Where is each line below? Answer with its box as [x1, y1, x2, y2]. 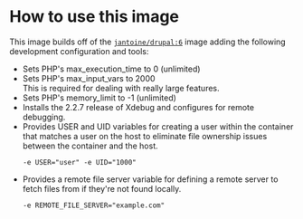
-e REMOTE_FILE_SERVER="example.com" [22, 201, 166, 210]
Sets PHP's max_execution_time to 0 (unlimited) [22, 63, 201, 74]
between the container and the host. [22, 140, 158, 151]
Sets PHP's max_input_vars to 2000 [22, 72, 156, 83]
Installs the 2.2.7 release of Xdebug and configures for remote [22, 101, 255, 112]
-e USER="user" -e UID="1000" [22, 157, 137, 167]
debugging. [22, 111, 66, 122]
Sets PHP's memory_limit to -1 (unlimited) [22, 92, 176, 103]
